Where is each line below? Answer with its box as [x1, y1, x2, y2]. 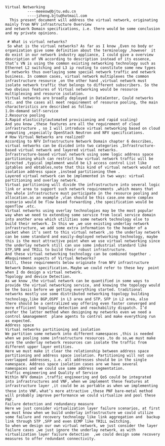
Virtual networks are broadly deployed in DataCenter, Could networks [5, 96, 154, 100]
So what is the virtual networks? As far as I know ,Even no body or [7, 44, 154, 49]
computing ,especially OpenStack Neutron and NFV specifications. [5, 130, 145, 135]
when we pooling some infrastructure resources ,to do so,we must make [5, 336, 156, 341]
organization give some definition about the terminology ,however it [5, 48, 156, 53]
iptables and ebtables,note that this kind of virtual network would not [5, 165, 161, 170]
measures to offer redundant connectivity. [5, 436, 96, 441]
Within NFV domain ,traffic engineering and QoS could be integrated [5, 375, 152, 380]
